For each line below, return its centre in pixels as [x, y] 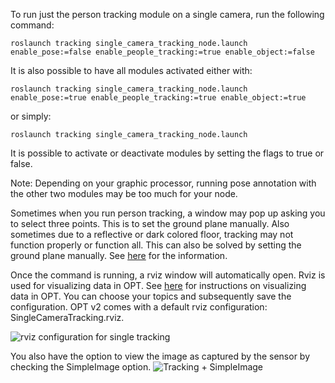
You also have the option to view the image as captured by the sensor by [160, 356]
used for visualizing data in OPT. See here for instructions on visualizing [158, 285]
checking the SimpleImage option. [81, 367]
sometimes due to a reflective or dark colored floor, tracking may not [152, 234]
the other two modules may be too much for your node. [124, 193]
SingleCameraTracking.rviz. [67, 317]
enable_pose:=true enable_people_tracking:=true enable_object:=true [158, 98]
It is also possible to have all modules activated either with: [131, 70]
